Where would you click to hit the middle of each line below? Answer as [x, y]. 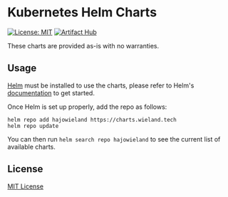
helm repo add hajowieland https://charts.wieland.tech [92, 119]
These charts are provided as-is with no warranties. [83, 46]
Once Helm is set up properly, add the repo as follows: [87, 107]
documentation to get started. [51, 92]
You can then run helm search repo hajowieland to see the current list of [114, 139]
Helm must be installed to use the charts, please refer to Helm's [101, 85]
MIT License [26, 186]
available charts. [31, 147]
